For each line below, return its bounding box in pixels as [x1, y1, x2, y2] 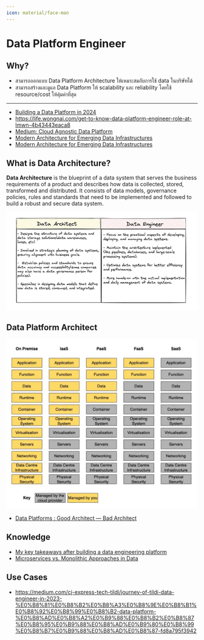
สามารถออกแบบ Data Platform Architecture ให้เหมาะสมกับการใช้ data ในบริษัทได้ [15, 76, 193, 84]
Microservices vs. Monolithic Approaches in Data [15, 554, 138, 562]
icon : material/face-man [6, 10, 69, 16]
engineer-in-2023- [15, 595, 63, 602]
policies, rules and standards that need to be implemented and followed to [6, 194, 192, 201]
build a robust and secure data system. [6, 200, 104, 207]
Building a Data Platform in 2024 [15, 108, 97, 115]
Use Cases [6, 572, 48, 582]
